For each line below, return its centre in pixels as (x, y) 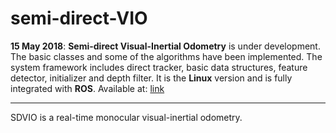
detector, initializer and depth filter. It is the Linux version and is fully (151, 78)
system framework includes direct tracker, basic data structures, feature (159, 67)
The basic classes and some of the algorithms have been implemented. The (166, 56)
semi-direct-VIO (79, 18)
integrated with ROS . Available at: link (87, 88)
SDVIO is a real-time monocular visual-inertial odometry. (126, 117)
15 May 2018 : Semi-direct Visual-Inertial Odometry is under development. (165, 46)
